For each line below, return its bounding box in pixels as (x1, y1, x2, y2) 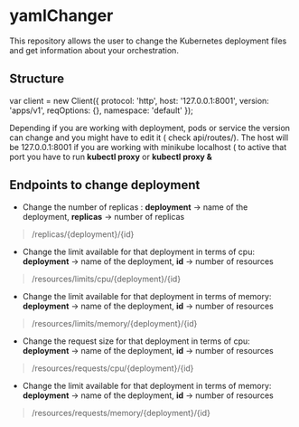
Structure (9, 71, 65, 87)
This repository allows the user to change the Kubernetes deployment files (9, 35, 287, 46)
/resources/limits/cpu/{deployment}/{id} (31, 273, 182, 284)
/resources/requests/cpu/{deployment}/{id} (31, 363, 194, 374)
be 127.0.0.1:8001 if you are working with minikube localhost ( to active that (9, 141, 287, 152)
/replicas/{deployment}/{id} (31, 228, 135, 240)
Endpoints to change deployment (9, 177, 201, 193)
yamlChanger (9, 5, 114, 26)
